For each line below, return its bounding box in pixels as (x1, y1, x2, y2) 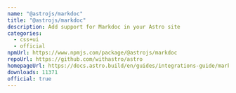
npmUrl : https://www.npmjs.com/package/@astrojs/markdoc (7, 50, 178, 57)
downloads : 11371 (7, 69, 58, 76)
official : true (7, 75, 52, 83)
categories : (7, 29, 42, 37)
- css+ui (13, 36, 39, 43)
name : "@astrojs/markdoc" (7, 10, 83, 17)
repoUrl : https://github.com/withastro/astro (7, 56, 143, 63)
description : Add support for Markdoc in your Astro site (7, 23, 181, 30)
